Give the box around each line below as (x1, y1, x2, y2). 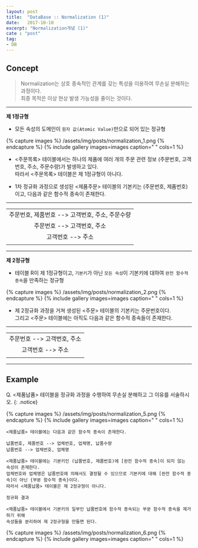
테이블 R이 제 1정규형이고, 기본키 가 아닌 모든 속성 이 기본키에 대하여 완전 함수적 (14, 269, 189, 276)
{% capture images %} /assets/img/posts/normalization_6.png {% (6, 529, 166, 536)
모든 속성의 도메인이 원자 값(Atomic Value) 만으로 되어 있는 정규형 (14, 125, 166, 132)
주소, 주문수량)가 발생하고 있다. (27, 163, 98, 170)
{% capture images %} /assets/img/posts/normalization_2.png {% (6, 288, 167, 295)
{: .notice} (14, 398, 38, 405)
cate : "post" (6, 31, 41, 37)
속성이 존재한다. (6, 464, 40, 470)
